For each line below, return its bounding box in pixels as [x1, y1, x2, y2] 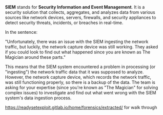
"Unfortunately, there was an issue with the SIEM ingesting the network [5, 39, 149, 45]
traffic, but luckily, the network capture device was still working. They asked [5, 44, 159, 49]
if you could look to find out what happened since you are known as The [5, 49, 150, 55]
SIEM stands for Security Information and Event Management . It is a [5, 4, 145, 10]
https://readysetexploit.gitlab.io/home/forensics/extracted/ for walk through [5, 105, 158, 110]
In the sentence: [5, 29, 38, 35]
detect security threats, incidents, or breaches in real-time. [5, 20, 123, 25]
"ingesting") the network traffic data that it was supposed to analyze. [5, 69, 144, 75]
